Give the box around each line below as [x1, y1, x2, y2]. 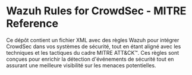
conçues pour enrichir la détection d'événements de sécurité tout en [6, 55, 174, 62]
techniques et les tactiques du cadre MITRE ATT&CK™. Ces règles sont [6, 49, 180, 56]
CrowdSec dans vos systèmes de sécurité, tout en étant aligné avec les [6, 43, 181, 50]
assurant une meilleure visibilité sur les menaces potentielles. [6, 61, 156, 69]
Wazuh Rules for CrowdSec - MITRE [6, 4, 187, 18]
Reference [6, 17, 58, 30]
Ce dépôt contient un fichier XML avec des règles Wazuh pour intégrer [6, 36, 180, 43]
